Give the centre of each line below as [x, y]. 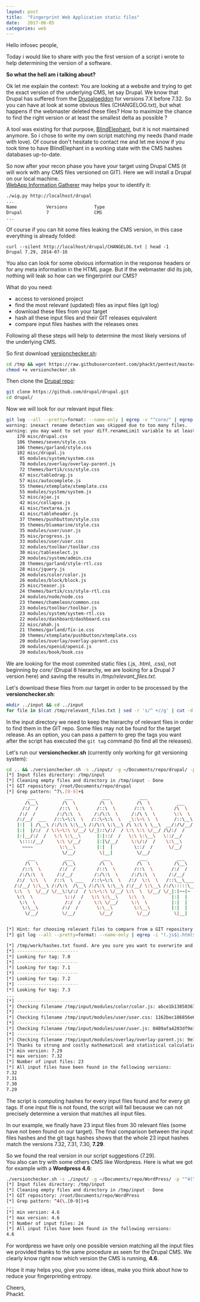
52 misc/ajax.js [40, 497]
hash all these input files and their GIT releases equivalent [86, 317]
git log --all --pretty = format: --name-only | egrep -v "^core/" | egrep [100, 420]
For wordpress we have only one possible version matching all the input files [100, 1246]
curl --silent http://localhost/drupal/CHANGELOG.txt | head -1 [87, 247]
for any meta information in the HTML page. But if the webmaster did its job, [99, 269]
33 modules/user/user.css [51, 542]
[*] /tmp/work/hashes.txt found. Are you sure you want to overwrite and [100, 946]
